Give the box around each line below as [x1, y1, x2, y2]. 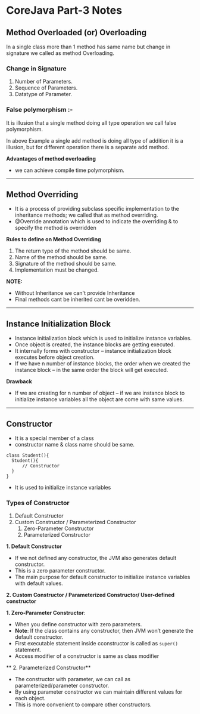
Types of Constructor [6, 498, 70, 507]
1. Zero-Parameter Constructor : [6, 610, 86, 617]
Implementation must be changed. [14, 266, 99, 273]
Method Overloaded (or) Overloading [6, 27, 147, 38]
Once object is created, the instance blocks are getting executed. [14, 341, 176, 348]
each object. [14, 695, 46, 702]
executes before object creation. [14, 353, 95, 361]
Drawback [6, 378, 33, 385]
